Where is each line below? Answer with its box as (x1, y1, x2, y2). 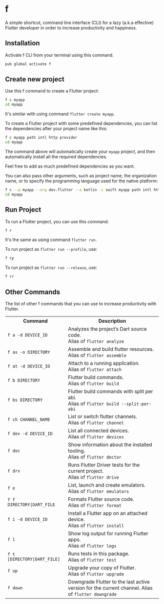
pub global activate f (5, 61, 51, 67)
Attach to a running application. (68, 360, 140, 366)
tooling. (68, 447, 85, 454)
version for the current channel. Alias (68, 584, 153, 591)
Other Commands (5, 288, 61, 296)
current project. (68, 467, 104, 474)
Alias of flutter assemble (68, 352, 127, 359)
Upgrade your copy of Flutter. (68, 564, 136, 571)
